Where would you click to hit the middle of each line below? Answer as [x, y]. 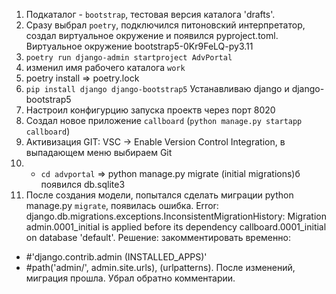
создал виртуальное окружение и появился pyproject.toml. [152, 35]
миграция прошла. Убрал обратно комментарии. [130, 278]
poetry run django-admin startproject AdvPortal [129, 58]
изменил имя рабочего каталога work [105, 67]
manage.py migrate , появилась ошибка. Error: [122, 205]
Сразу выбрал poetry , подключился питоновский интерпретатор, [165, 25]
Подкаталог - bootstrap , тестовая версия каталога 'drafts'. [150, 14]
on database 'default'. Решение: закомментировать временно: [158, 237]
